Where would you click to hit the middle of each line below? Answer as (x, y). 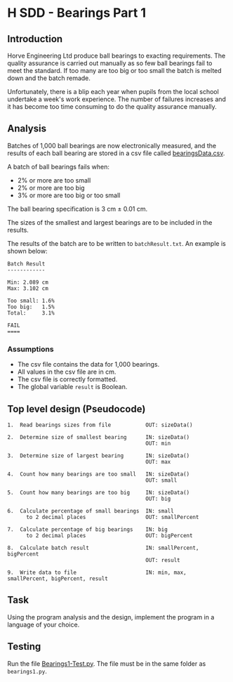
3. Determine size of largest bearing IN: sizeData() (99, 455)
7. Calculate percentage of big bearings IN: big (88, 529)
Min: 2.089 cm (28, 282)
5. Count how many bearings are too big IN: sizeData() (99, 492)
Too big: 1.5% (31, 307)
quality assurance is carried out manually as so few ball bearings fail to (110, 63)
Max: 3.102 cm (28, 288)
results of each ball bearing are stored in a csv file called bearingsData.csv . (116, 153)
